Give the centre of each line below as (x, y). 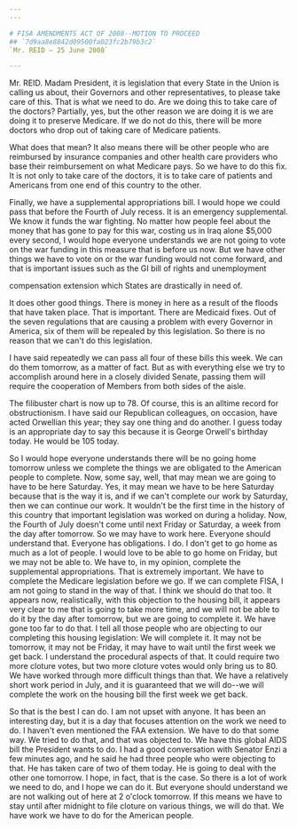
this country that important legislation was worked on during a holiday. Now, (148, 515)
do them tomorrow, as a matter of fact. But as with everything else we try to (147, 367)
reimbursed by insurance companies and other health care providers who (144, 157)
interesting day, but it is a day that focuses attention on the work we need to (148, 721)
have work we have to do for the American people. (102, 816)
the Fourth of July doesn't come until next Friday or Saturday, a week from (145, 524)
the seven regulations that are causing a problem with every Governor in (141, 322)
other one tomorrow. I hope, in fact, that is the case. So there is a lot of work (148, 777)
